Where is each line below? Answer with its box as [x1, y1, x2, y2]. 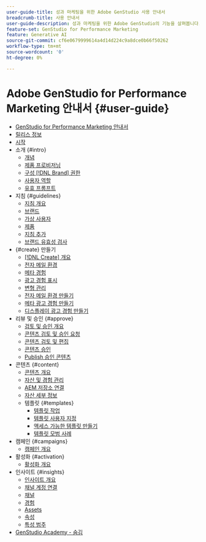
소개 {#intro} [15, 145, 47, 153]
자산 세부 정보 [24, 391, 58, 399]
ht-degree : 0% [6, 55, 43, 61]
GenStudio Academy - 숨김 [15, 528, 83, 536]
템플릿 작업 [33, 406, 60, 414]
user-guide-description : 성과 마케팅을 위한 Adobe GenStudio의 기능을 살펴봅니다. [6, 20, 202, 26]
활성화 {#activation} [15, 452, 65, 460]
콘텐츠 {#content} [15, 360, 59, 368]
